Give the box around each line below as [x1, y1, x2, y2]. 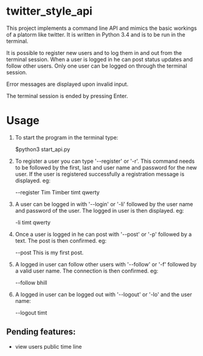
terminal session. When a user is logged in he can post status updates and [6, 55, 193, 63]
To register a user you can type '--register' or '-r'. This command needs [15, 157, 195, 165]
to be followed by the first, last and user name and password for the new [15, 163, 198, 171]
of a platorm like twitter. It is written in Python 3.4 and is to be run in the [6, 30, 185, 38]
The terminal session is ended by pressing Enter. [6, 92, 128, 99]
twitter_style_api [6, 4, 93, 18]
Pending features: [6, 327, 76, 337]
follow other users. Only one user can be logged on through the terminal [6, 62, 187, 69]
